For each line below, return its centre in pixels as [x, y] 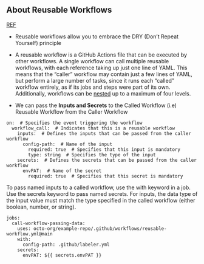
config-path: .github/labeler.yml [66, 245]
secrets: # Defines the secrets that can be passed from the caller [107, 160]
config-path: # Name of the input [67, 144]
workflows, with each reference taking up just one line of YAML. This [101, 68]
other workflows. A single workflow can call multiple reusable [92, 61]
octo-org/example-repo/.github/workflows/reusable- [100, 228]
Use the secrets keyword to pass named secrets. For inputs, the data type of [102, 193]
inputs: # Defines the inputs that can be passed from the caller [104, 133]
